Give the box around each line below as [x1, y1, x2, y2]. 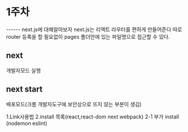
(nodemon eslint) [6, 120, 48, 127]
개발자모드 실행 [6, 67, 41, 74]
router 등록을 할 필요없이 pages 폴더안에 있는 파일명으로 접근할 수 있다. [6, 33, 170, 40]
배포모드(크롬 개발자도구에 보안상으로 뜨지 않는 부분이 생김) [6, 100, 142, 107]
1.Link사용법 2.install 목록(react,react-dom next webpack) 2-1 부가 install [6, 113, 179, 120]
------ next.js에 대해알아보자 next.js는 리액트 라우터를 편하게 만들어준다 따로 [6, 26, 182, 33]
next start [6, 84, 43, 94]
